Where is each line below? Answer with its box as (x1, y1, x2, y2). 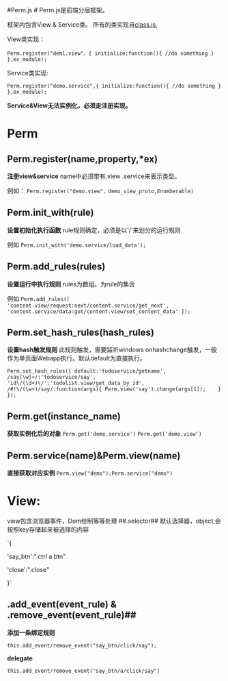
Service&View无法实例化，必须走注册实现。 (7, 101, 132, 110)
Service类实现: (7, 69, 49, 77)
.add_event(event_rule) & (7, 599, 117, 610)
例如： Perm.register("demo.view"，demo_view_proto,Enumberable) (7, 187, 195, 195)
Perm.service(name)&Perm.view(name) (7, 449, 181, 461)
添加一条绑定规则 (7, 628, 55, 636)
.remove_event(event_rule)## (7, 609, 137, 621)
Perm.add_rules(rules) (7, 261, 106, 273)
